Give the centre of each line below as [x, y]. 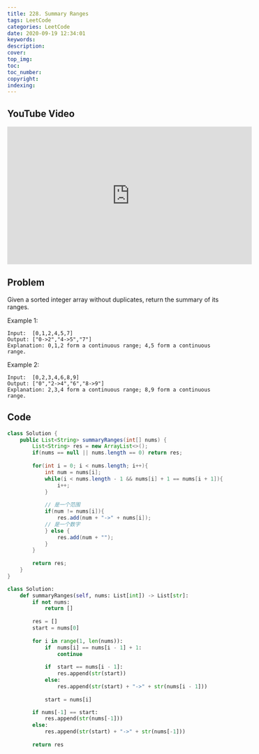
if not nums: [51, 602]
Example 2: [23, 364]
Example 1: [23, 320]
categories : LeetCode [39, 27]
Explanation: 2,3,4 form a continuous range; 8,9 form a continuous [109, 390]
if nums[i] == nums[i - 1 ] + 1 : [93, 648]
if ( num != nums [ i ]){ [74, 511]
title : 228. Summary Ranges [48, 14]
